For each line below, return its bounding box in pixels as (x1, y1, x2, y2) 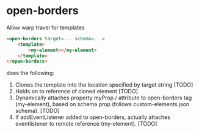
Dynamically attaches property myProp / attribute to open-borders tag (15, 94, 192, 101)
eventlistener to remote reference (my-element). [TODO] (15, 120, 157, 128)
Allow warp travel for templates (6, 24, 85, 31)
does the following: (6, 70, 55, 77)
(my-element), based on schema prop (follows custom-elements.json (15, 101, 190, 108)
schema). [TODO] (15, 107, 60, 115)
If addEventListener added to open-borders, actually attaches (15, 113, 171, 121)
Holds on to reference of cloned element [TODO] (15, 88, 139, 95)
